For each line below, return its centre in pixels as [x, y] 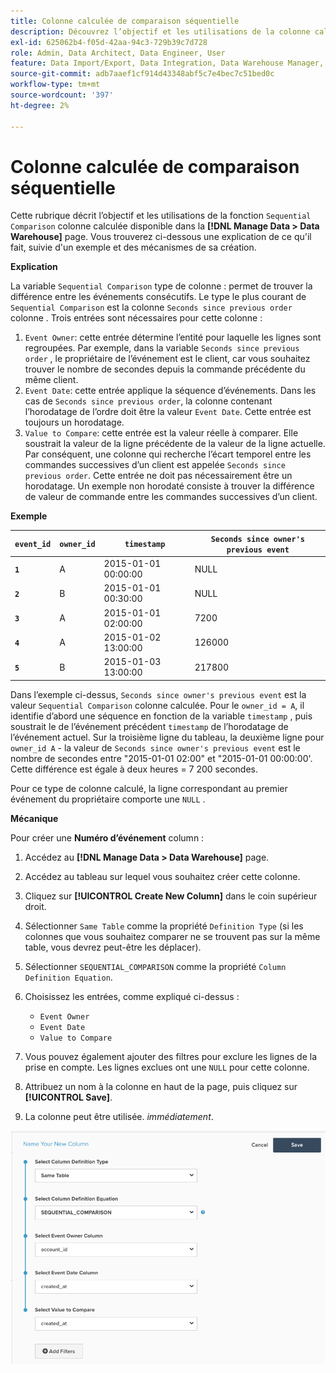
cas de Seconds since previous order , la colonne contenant [148, 401]
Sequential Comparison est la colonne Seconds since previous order [151, 307]
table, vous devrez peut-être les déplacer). [113, 947]
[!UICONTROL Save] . [68, 1097]
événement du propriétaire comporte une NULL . [108, 799]
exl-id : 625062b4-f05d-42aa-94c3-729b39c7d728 [109, 42]
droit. [35, 906]
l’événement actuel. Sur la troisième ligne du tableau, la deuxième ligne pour [167, 737]
